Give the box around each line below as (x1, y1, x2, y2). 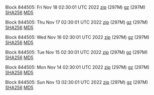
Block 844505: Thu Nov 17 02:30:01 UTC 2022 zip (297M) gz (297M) (5, 19, 148, 25)
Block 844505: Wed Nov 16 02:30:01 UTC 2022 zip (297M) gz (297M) (5, 34, 149, 40)
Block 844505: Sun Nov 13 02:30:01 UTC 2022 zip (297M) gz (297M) (5, 79, 148, 85)
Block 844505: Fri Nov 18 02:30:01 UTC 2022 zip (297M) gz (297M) (5, 4, 145, 10)
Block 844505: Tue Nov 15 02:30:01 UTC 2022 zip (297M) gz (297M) (5, 49, 148, 55)
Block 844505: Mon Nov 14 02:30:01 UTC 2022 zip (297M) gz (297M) (5, 64, 149, 70)
